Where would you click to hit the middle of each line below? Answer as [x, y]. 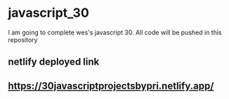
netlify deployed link [54, 62]
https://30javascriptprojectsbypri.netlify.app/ [111, 86]
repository [23, 39]
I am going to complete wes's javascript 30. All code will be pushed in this [115, 32]
